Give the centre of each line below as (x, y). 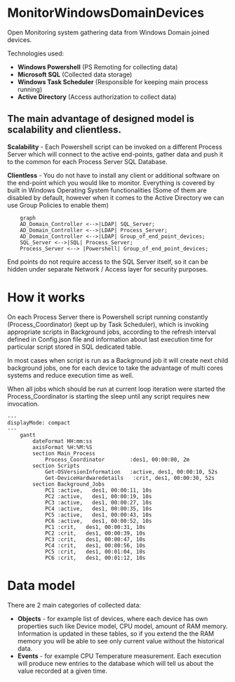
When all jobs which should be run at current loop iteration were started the (116, 389)
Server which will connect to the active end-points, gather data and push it (115, 154)
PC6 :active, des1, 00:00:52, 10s (98, 521)
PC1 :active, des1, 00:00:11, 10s (98, 490)
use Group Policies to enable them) (58, 205)
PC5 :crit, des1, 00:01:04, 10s (95, 551)
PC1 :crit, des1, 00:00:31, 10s (95, 527)
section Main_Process (64, 453)
